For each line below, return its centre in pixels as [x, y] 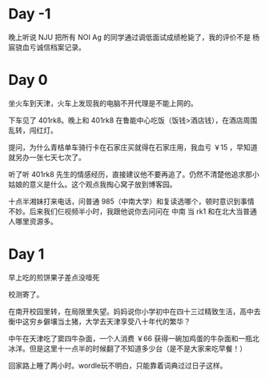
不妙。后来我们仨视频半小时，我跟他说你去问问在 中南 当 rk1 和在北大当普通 [133, 211]
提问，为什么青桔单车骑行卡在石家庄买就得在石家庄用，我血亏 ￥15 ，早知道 [133, 147]
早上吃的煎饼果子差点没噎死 [54, 277]
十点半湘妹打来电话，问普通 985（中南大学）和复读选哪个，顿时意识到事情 [131, 201]
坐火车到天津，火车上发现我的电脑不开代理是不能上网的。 [103, 103]
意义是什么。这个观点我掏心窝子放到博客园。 [103, 184]
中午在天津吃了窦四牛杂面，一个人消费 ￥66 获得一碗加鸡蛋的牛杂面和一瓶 [130, 338]
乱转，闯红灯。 [33, 130]
